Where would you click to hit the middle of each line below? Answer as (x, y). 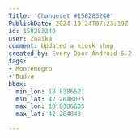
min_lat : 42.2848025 (50, 99)
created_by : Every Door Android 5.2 (70, 54)
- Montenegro (30, 69)
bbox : (17, 84)
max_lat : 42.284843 (49, 114)
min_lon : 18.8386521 (50, 91)
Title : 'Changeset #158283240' (61, 16)
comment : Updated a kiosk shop (61, 46)
